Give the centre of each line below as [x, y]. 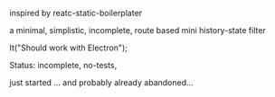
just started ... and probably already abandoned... [101, 83]
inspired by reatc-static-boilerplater [76, 13]
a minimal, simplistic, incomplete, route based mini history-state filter [138, 30]
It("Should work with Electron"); [69, 48]
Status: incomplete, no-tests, [63, 65]
